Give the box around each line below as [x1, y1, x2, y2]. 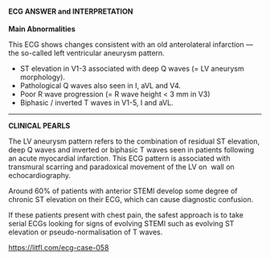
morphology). [19, 72, 66, 82]
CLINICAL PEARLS [8, 121, 71, 131]
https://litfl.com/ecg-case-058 [8, 243, 109, 253]
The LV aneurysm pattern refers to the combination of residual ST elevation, [8, 136, 260, 146]
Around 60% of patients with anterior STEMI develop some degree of [8, 186, 238, 196]
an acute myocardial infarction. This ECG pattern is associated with [8, 153, 231, 164]
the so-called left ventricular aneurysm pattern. [8, 48, 165, 58]
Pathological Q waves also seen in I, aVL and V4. [19, 81, 182, 91]
